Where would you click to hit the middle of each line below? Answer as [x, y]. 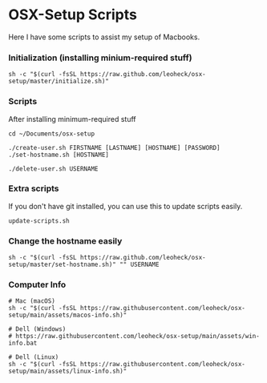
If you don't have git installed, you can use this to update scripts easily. [125, 206]
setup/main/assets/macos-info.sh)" [68, 315]
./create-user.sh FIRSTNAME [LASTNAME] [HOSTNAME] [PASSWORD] [114, 147]
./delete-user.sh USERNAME [53, 169]
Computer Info [37, 284]
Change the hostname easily [65, 240]
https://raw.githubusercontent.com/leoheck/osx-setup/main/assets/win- [138, 337]
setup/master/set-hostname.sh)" [62, 265]
